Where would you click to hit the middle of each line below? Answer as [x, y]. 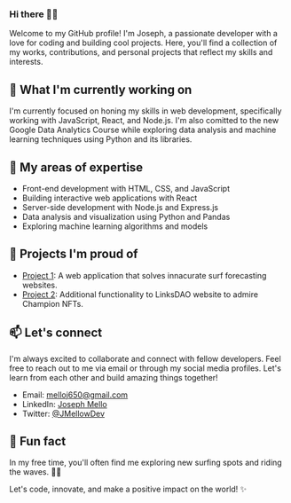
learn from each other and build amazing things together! [114, 377]
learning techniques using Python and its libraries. [101, 139]
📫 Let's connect [56, 333]
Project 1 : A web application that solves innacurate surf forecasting [144, 275]
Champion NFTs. [53, 303]
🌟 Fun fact [38, 441]
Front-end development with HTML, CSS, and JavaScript [126, 188]
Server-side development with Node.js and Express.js [120, 207]
